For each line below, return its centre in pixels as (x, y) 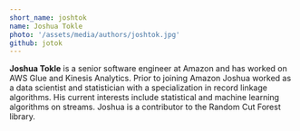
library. (23, 117)
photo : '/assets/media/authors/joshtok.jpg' (95, 34)
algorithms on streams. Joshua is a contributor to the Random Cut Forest (145, 107)
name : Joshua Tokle (46, 26)
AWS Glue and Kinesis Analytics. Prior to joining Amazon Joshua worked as (150, 79)
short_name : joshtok (48, 18)
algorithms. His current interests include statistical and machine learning (144, 98)
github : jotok (36, 43)
